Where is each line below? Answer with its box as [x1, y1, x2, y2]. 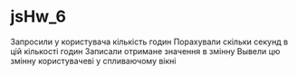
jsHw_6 [10, 6, 67, 27]
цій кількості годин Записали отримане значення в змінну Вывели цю [10, 45, 281, 56]
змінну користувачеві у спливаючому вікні [10, 55, 177, 66]
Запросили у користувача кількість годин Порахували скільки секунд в [10, 36, 289, 47]
